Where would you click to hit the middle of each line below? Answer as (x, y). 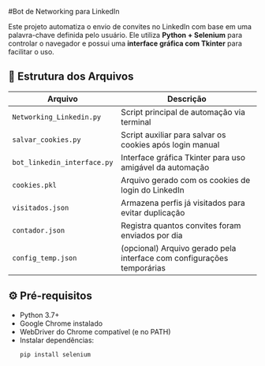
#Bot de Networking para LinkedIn (64, 11)
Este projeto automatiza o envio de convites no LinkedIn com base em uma (130, 26)
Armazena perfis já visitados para (183, 203)
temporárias (143, 267)
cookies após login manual (170, 144)
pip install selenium (55, 354)
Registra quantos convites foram (181, 226)
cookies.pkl (35, 185)
